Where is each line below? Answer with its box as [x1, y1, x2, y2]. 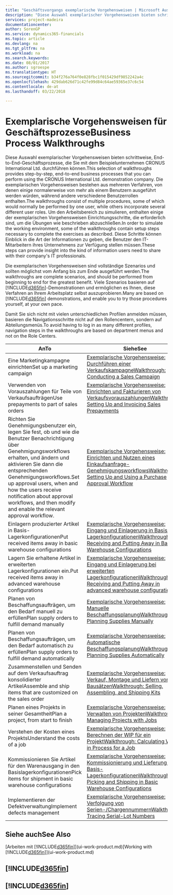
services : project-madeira [5, 17, 63, 22]
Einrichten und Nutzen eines [86, 454, 155, 461]
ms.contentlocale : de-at [5, 84, 59, 89]
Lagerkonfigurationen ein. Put [8, 567, 79, 574]
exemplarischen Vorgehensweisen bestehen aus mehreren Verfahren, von [5, 182, 163, 188]
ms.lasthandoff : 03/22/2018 [5, 89, 66, 94]
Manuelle [86, 605, 109, 612]
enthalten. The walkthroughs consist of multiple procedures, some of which [5, 198, 165, 204]
